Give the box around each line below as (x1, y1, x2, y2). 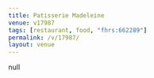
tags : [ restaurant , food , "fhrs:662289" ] (8, 26, 148, 34)
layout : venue (8, 41, 56, 49)
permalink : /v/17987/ (8, 33, 80, 42)
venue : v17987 (8, 19, 56, 27)
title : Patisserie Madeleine (8, 11, 105, 20)
